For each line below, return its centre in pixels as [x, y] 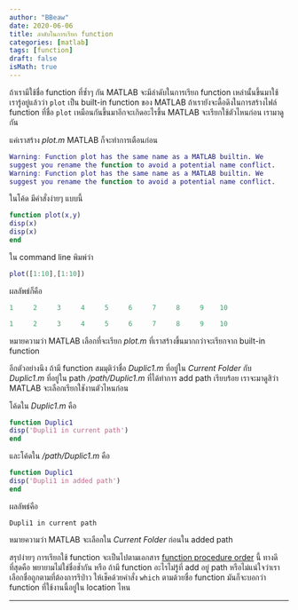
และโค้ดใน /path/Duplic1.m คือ [60, 456]
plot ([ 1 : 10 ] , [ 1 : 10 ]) [47, 273]
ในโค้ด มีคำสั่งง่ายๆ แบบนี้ [46, 198]
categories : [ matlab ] [49, 42]
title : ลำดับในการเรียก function [61, 34]
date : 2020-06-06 [41, 26]
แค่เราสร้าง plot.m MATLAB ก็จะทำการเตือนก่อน [83, 139]
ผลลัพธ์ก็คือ [26, 290]
